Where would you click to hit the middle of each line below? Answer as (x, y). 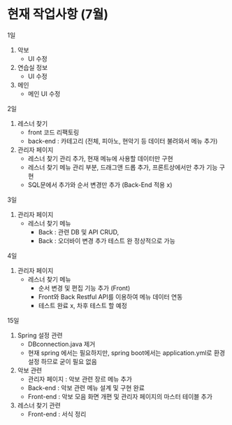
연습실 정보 (32, 67)
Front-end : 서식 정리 (57, 414)
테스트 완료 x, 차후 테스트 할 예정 (83, 305)
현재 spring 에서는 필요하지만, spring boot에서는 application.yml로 (120, 353)
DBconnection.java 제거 (61, 344)
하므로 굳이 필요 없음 (69, 361)
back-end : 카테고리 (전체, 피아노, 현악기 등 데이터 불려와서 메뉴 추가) (123, 141)
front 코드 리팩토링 (53, 132)
